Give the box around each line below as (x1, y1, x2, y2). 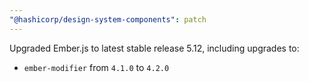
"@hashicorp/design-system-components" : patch (9, 14, 207, 25)
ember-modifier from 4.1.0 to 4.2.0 (23, 61, 170, 73)
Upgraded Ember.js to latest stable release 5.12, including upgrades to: (9, 42, 300, 54)
